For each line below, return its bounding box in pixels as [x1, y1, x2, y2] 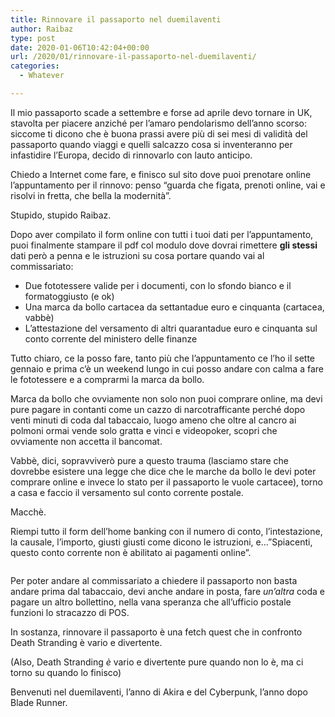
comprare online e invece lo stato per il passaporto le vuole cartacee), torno [10, 476, 323, 488]
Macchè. [10, 506, 47, 518]
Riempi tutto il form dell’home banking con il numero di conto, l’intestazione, [10, 525, 323, 537]
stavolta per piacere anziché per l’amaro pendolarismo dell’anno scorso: [10, 117, 307, 129]
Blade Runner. [10, 696, 68, 708]
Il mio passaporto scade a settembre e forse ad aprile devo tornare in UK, [10, 106, 313, 118]
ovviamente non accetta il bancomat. [10, 435, 163, 447]
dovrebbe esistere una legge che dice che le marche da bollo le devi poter [10, 465, 317, 477]
